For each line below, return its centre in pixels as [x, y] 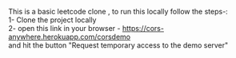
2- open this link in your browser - [64, 28]
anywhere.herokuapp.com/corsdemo [69, 37]
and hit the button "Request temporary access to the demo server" [118, 45]
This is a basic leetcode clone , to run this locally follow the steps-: [118, 12]
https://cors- [143, 28]
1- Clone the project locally [52, 20]
